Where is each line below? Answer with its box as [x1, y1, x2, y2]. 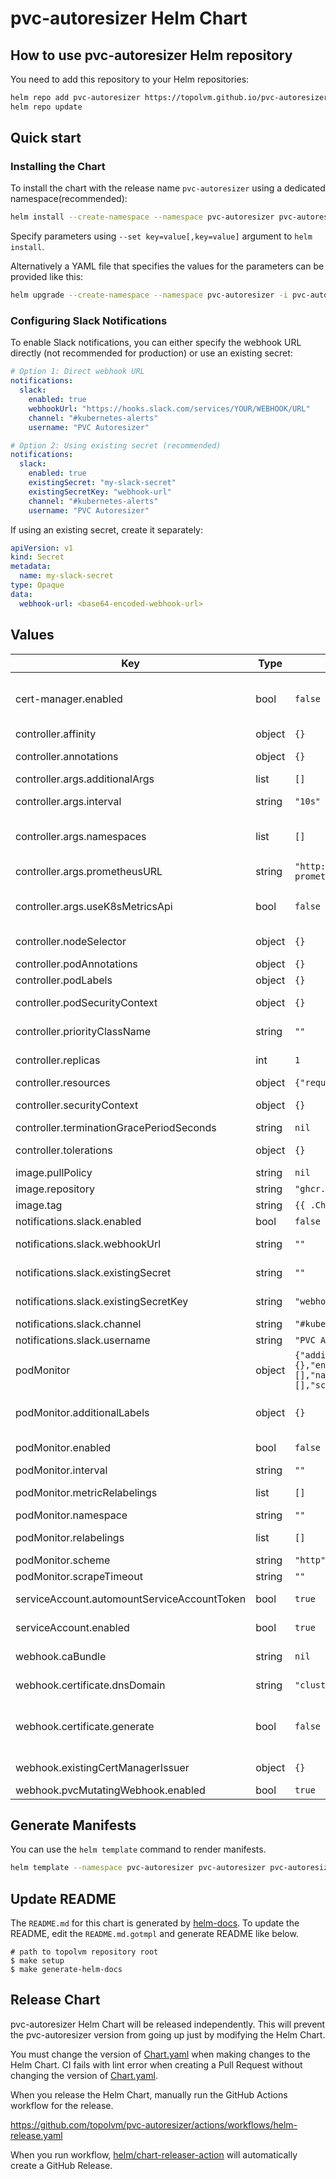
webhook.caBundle [15, 1649, 107, 1663]
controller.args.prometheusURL [15, 864, 163, 878]
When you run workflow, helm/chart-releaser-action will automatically [10, 2148, 298, 2161]
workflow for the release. [10, 2099, 114, 2111]
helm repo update [10, 102, 83, 112]
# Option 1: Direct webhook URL [10, 367, 145, 377]
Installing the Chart [10, 160, 106, 174]
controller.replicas [15, 1053, 101, 1067]
